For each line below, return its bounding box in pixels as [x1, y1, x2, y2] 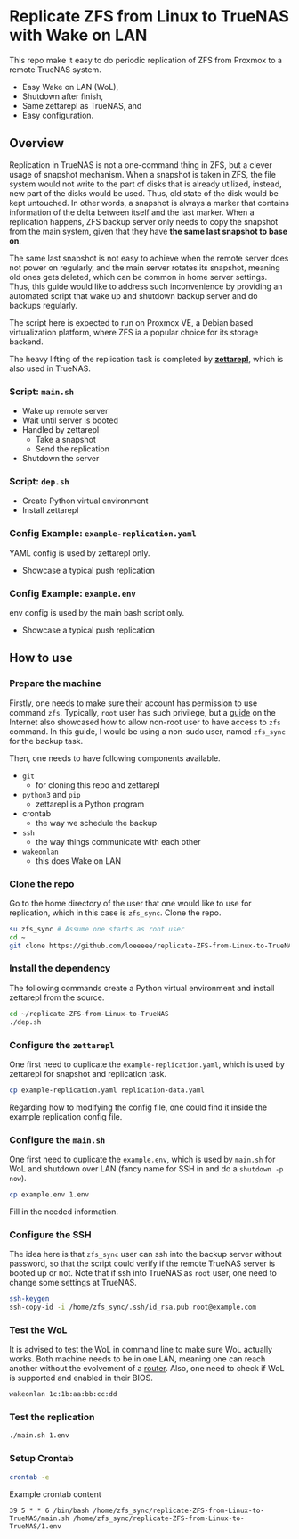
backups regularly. [9, 300, 77, 310]
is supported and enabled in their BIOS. [9, 1372, 153, 1384]
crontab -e [9, 1472, 50, 1482]
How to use [9, 650, 73, 666]
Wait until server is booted [21, 415, 118, 426]
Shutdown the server [21, 453, 100, 464]
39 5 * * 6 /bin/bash [9, 1506, 90, 1515]
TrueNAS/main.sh [9, 1514, 69, 1523]
